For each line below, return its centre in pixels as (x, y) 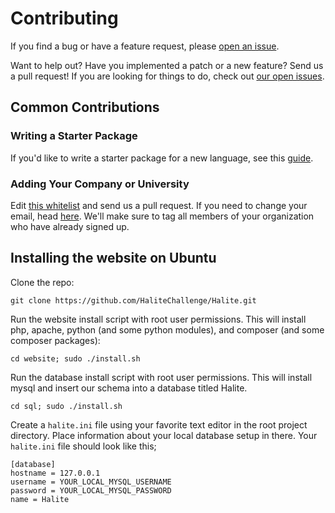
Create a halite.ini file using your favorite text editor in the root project (159, 424)
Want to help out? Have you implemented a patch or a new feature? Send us (167, 65)
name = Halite (40, 499)
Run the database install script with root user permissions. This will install (161, 377)
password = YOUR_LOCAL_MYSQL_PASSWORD (91, 490)
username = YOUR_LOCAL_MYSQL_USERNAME (91, 482)
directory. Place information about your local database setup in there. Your (164, 435)
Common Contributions (85, 107)
